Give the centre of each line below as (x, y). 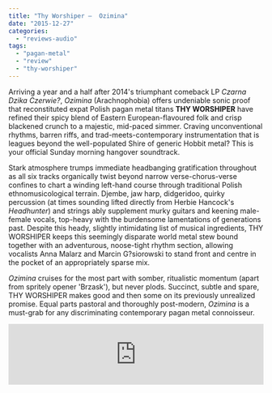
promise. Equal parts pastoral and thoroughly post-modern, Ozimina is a (129, 304)
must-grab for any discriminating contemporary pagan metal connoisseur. (132, 312)
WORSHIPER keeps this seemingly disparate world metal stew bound (123, 237)
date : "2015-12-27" (41, 23)
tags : (17, 46)
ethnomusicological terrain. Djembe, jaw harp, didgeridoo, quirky (117, 193)
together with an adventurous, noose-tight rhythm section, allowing (121, 245)
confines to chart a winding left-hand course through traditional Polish (125, 185)
